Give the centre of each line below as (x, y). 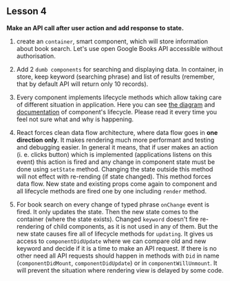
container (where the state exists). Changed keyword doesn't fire (107, 219)
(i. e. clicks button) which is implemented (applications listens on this (114, 154)
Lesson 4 (27, 11)
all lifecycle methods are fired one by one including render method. (112, 191)
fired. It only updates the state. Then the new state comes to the (107, 211)
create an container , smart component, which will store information (112, 41)
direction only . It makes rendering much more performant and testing (115, 140)
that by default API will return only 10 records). (82, 84)
